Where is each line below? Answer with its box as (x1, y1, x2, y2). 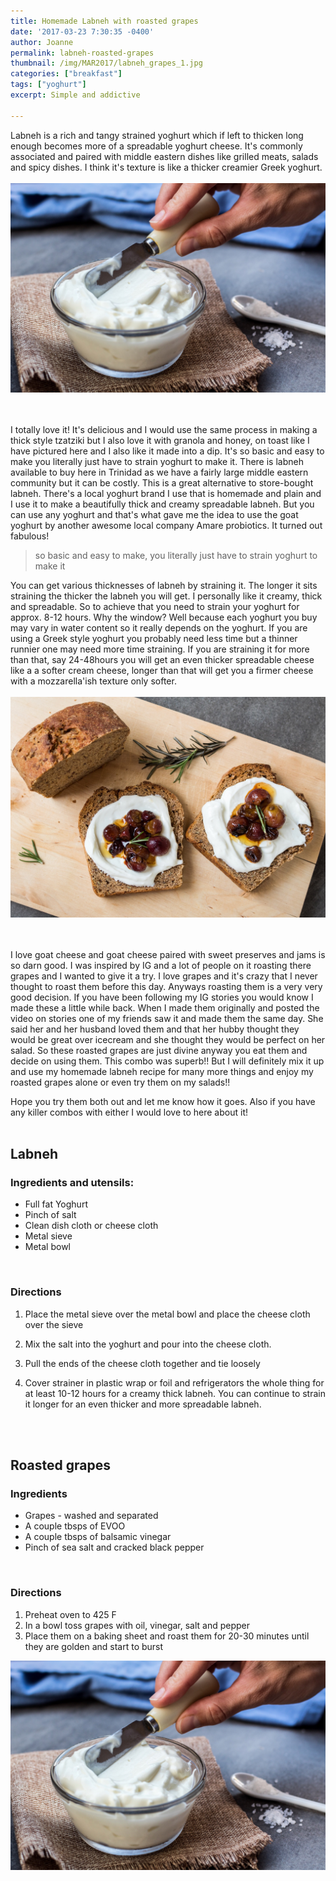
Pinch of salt (24, 1209, 77, 1221)
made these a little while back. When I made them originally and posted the (10, 1001, 320, 1014)
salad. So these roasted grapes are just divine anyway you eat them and (10, 1044, 308, 1056)
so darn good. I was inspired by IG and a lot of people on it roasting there (10, 959, 312, 971)
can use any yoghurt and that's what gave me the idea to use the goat (10, 509, 299, 521)
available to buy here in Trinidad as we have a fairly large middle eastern (10, 466, 309, 479)
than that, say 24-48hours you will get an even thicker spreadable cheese (10, 654, 315, 666)
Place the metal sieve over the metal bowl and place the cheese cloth (24, 1308, 311, 1320)
